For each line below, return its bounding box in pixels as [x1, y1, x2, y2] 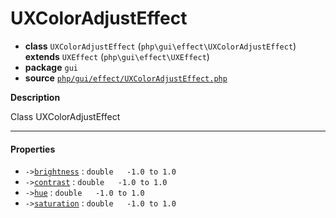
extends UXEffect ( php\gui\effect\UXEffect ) [24, 50, 210, 62]
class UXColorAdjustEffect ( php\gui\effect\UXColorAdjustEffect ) [24, 40, 297, 52]
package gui [24, 61, 78, 73]
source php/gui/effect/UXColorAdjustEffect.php [24, 72, 228, 84]
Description [10, 91, 61, 103]
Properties [10, 143, 56, 155]
